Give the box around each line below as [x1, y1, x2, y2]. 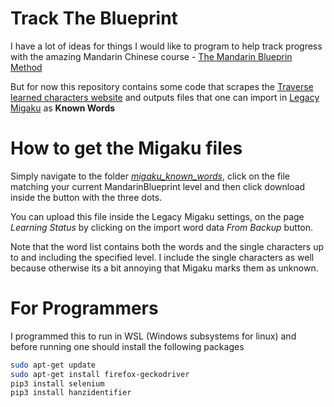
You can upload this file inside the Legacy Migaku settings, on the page [10, 210, 305, 222]
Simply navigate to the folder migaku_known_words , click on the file [10, 170, 291, 182]
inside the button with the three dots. [10, 191, 163, 203]
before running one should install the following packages [10, 340, 245, 352]
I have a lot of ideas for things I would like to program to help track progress [10, 40, 323, 52]
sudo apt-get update [10, 360, 97, 370]
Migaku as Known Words [10, 102, 116, 114]
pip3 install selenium [10, 378, 105, 389]
